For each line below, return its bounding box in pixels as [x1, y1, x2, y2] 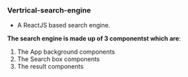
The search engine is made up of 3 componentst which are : [7, 34, 181, 43]
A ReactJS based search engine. [17, 21, 111, 30]
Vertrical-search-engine [7, 5, 91, 15]
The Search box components [17, 55, 100, 63]
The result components [17, 63, 84, 71]
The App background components [17, 47, 115, 56]
